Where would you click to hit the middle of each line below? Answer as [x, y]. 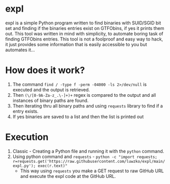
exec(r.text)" [53, 166]
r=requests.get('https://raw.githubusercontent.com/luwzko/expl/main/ [89, 161]
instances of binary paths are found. [50, 100]
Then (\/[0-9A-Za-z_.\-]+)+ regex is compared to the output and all [84, 95]
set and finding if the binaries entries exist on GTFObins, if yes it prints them [85, 28]
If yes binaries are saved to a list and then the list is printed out [78, 117]
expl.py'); [24, 166]
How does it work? [45, 70]
